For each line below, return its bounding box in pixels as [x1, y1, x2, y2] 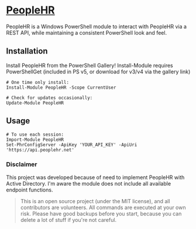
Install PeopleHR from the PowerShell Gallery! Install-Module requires [6, 62, 174, 69]
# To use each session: [6, 132, 64, 137]
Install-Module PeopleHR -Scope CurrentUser [6, 85, 116, 90]
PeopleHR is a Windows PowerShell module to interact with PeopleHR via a [6, 23, 187, 30]
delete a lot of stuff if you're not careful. [20, 216, 117, 223]
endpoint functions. [6, 186, 53, 193]
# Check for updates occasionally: [6, 95, 93, 100]
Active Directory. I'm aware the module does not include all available [6, 180, 171, 187]
